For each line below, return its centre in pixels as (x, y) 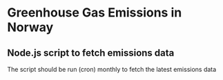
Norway (30, 27)
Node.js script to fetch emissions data (91, 53)
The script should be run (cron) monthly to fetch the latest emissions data (112, 69)
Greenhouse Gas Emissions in (95, 13)
